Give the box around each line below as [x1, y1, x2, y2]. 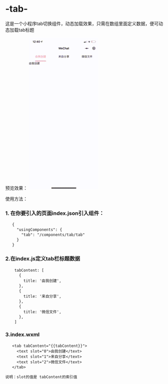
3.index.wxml [5, 331, 40, 338]
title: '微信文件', [23, 309, 62, 314]
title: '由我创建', [23, 278, 62, 283]
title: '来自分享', [23, 294, 62, 299]
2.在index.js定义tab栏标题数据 [5, 255, 80, 262]
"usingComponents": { [16, 227, 62, 233]
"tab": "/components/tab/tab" [21, 232, 85, 238]
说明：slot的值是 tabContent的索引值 [5, 374, 78, 379]
